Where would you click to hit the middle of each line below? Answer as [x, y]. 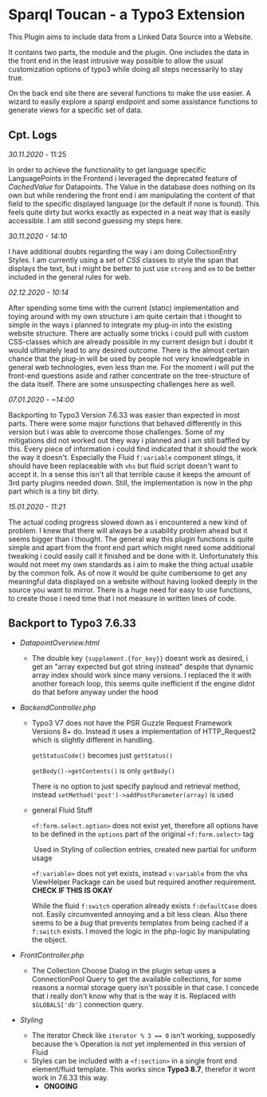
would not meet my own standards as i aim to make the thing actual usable [131, 564]
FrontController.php [52, 955]
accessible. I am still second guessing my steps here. [96, 220]
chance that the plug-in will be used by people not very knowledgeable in [129, 358]
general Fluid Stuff [62, 810]
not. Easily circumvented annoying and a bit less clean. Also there [139, 914]
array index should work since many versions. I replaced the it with [141, 674]
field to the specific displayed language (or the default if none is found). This [134, 203]
